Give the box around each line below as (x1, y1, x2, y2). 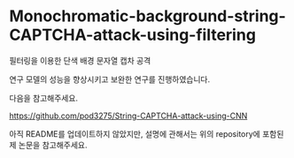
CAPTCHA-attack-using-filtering (9, 25, 257, 45)
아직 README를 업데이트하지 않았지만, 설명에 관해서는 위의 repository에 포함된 (9, 128, 284, 139)
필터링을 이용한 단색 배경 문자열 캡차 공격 (9, 55, 151, 65)
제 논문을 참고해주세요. (9, 139, 88, 150)
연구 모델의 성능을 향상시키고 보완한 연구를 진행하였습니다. (9, 73, 211, 85)
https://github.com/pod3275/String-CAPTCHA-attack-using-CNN (9, 110, 248, 121)
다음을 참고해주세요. (9, 93, 78, 103)
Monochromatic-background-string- (9, 6, 286, 26)
